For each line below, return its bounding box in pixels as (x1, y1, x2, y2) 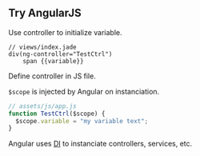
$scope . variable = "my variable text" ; (15, 117, 149, 125)
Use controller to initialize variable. (8, 27, 122, 37)
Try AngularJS (8, 6, 82, 20)
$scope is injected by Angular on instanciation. (8, 86, 160, 96)
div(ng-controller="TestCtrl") (8, 50, 113, 58)
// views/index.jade (8, 43, 78, 51)
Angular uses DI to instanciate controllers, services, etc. (8, 139, 193, 149)
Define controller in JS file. (8, 71, 96, 81)
